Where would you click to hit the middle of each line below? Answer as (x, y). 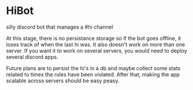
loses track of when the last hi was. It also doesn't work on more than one (96, 44)
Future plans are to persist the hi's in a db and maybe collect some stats (93, 68)
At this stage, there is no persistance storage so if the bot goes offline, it (94, 38)
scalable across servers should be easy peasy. (63, 81)
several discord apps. (32, 57)
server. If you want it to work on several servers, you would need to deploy (96, 50)
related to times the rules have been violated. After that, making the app (93, 74)
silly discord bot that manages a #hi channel (60, 27)
